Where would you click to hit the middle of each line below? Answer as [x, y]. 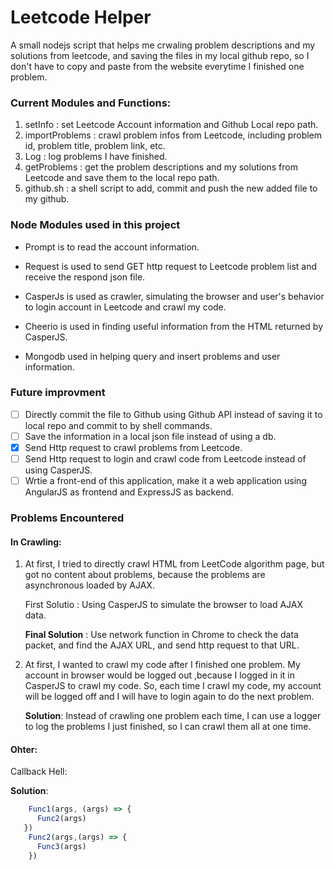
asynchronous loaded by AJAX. [89, 585]
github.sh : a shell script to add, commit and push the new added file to [171, 188]
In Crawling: [36, 542]
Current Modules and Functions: [91, 103]
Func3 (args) [61, 846]
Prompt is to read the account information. [112, 247]
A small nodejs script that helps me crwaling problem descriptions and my [163, 45]
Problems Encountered [67, 518]
